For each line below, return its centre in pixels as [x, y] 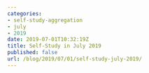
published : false [33, 53]
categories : [24, 14]
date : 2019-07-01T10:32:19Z [48, 40]
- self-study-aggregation [45, 20]
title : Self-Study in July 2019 [54, 46]
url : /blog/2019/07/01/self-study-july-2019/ [74, 59]
